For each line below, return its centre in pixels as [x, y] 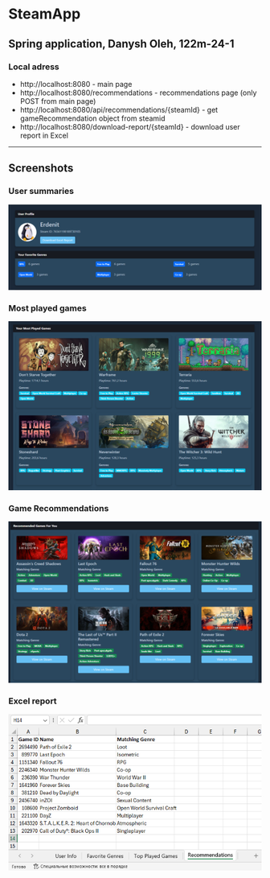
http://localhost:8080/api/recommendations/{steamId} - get [119, 109]
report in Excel [44, 135]
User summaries [41, 192]
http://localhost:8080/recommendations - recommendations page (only [138, 93]
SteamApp [45, 14]
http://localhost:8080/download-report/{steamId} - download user [130, 126]
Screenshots [41, 169]
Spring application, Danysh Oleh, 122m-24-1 [121, 44]
